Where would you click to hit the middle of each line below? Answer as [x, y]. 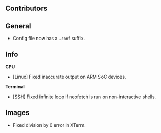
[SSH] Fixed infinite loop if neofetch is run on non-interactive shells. [84, 97]
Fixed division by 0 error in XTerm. [49, 125]
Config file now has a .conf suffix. [49, 39]
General [18, 26]
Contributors [26, 8]
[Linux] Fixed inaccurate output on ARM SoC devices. [69, 77]
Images [17, 113]
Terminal [15, 87]
